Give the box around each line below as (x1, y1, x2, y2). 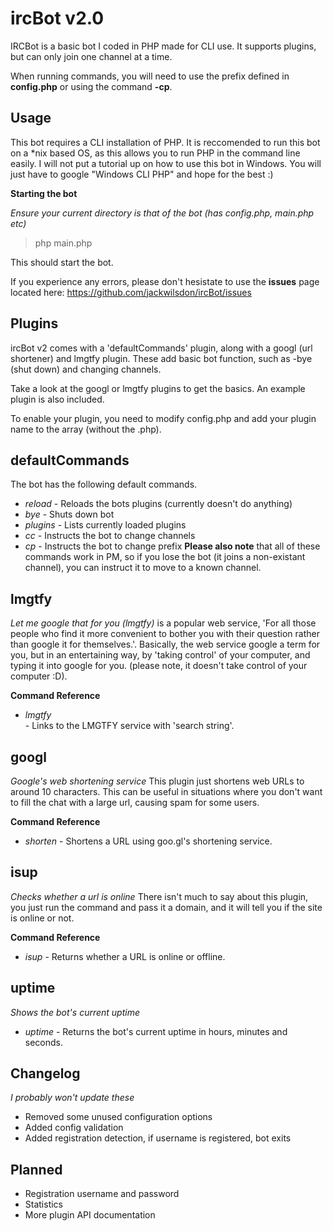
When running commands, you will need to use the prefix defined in (10, 70, 290, 82)
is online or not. (10, 912, 75, 924)
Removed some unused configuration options (24, 1111, 213, 1123)
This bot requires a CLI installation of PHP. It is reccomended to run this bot (10, 136, 321, 148)
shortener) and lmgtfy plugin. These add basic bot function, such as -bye (10, 352, 313, 364)
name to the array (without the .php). (10, 423, 162, 435)
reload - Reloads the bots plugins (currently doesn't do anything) (24, 498, 293, 510)
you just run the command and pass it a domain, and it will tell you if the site (10, 901, 323, 913)
